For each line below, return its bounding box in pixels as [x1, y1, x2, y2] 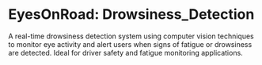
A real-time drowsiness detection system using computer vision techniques [8, 31, 255, 41]
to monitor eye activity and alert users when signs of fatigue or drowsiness [8, 39, 253, 49]
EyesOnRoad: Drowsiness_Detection [8, 5, 255, 23]
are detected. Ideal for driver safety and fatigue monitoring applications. [8, 48, 243, 57]
